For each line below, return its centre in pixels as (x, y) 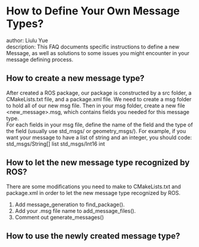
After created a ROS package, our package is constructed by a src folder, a (99, 93)
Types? (25, 24)
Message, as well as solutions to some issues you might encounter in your (98, 53)
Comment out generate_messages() (59, 217)
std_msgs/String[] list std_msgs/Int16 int (56, 144)
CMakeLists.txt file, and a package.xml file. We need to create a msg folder (99, 99)
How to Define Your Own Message (93, 11)
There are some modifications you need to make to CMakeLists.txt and (94, 186)
